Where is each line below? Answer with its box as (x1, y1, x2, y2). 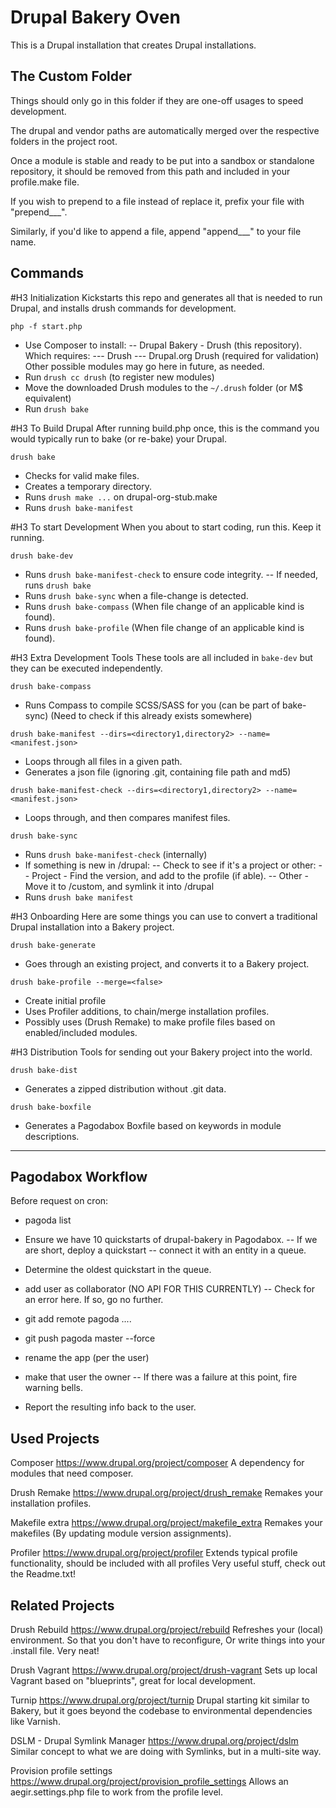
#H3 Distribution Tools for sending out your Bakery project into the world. (10, 1046, 313, 1058)
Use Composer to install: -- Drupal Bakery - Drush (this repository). (24, 339, 303, 351)
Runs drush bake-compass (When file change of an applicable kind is (24, 600, 305, 612)
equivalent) (24, 392, 72, 404)
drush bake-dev (10, 551, 74, 561)
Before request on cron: (10, 1195, 109, 1207)
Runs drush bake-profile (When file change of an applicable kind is (24, 621, 305, 633)
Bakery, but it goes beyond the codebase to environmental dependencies (10, 1705, 313, 1716)
